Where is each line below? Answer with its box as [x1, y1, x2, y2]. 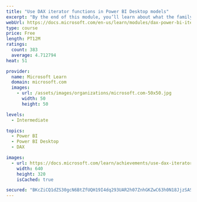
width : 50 [21, 96, 46, 102]
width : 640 [16, 166, 43, 171]
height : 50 [21, 101, 49, 107]
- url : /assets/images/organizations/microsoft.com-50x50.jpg [16, 90, 172, 96]
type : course [6, 25, 38, 31]
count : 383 [11, 47, 38, 53]
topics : [6, 127, 25, 134]
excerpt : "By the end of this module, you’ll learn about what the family [6, 14, 193, 20]
